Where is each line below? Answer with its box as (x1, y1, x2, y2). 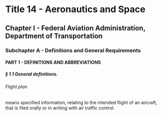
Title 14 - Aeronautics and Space (5, 4, 146, 15)
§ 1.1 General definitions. (5, 71, 58, 77)
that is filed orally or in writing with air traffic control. (5, 105, 115, 111)
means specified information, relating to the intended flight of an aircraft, (5, 99, 157, 105)
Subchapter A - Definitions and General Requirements (5, 47, 141, 54)
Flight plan (5, 84, 28, 90)
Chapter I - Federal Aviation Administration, (5, 24, 146, 32)
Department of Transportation (5, 31, 103, 40)
